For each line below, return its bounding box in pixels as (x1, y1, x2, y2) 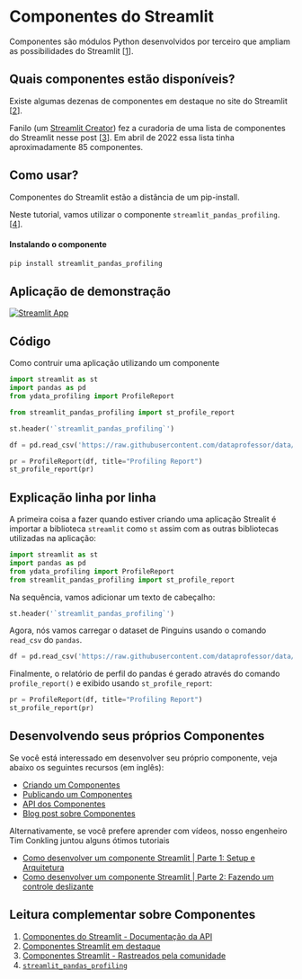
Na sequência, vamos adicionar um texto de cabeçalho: (9, 592, 216, 602)
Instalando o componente (9, 239, 108, 250)
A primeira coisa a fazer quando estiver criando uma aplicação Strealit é (9, 514, 277, 525)
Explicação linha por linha (9, 490, 156, 505)
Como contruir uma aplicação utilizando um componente (9, 358, 220, 369)
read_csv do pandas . (9, 635, 83, 645)
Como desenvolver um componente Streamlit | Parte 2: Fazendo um (22, 871, 274, 882)
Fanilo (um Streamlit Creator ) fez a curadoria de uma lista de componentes (9, 122, 286, 133)
